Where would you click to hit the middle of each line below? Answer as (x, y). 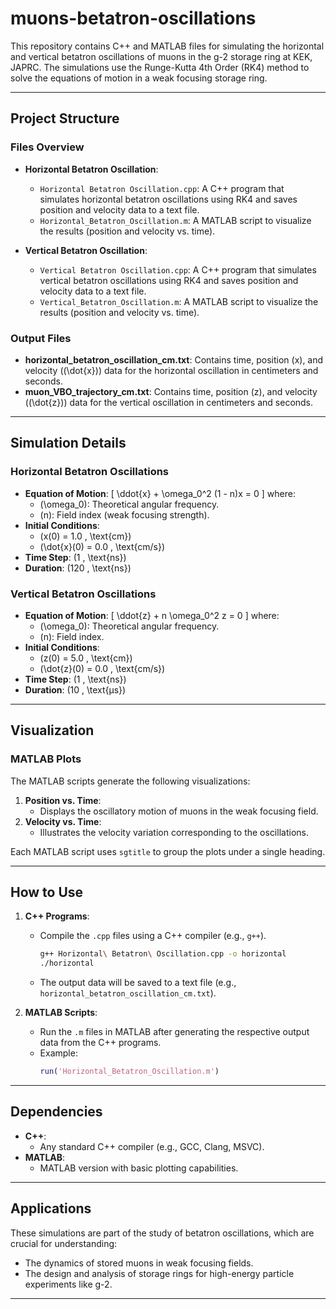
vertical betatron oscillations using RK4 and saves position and (169, 280)
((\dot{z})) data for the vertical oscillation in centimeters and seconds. (169, 402)
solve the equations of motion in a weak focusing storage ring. (139, 78)
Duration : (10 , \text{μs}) (75, 689)
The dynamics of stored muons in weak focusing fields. (139, 1263)
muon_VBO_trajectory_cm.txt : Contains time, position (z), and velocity (171, 391)
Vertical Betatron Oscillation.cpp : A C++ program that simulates (178, 269)
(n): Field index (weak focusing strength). (124, 514)
